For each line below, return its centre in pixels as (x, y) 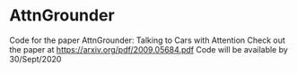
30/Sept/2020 (35, 59)
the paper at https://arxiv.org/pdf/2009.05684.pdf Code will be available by (149, 49)
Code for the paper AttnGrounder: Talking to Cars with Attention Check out (147, 40)
